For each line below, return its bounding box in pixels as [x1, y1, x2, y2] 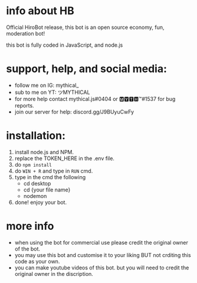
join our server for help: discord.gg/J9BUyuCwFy [14, 108, 134, 115]
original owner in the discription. [14, 270, 93, 277]
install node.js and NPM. [14, 148, 74, 155]
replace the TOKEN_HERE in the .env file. [14, 155, 115, 162]
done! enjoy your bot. [14, 199, 67, 206]
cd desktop [23, 180, 51, 187]
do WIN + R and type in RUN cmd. [14, 167, 93, 174]
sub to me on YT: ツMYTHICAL [14, 89, 90, 96]
